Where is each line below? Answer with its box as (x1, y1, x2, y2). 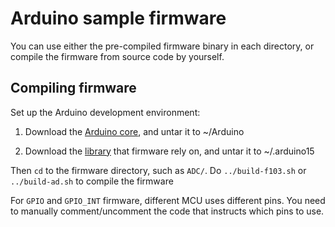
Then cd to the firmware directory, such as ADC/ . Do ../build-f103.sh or (10, 164, 307, 176)
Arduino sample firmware (10, 7, 227, 30)
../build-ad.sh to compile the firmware (10, 175, 174, 187)
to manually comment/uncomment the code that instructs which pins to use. (10, 205, 325, 217)
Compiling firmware (10, 80, 137, 97)
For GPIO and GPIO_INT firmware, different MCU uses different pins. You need (10, 194, 326, 206)
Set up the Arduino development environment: (10, 106, 201, 118)
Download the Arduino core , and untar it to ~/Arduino (24, 125, 245, 137)
